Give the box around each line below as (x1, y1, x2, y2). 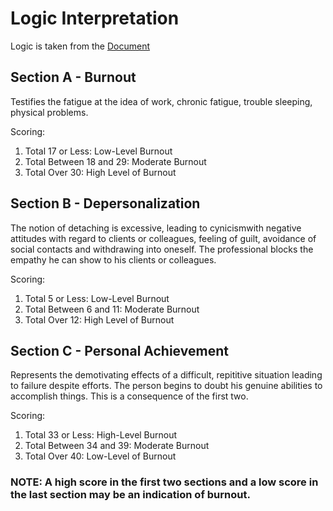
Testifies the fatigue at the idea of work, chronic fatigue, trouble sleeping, (10, 95, 313, 107)
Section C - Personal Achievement (10, 342, 229, 359)
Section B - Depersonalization (10, 195, 201, 212)
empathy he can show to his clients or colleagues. (10, 253, 217, 266)
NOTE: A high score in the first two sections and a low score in (10, 475, 319, 489)
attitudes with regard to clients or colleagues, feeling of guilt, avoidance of (10, 232, 317, 244)
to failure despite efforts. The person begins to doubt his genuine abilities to (10, 380, 323, 392)
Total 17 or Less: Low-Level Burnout (24, 145, 173, 157)
